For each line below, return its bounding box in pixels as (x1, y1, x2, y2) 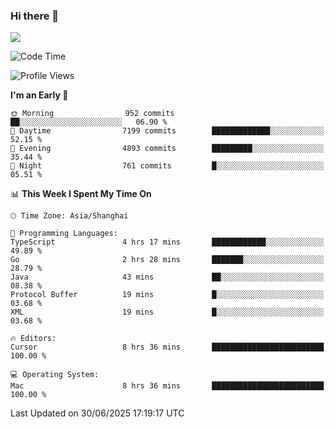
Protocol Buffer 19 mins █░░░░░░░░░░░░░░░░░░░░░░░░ (10, 290, 325, 300)
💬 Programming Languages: (10, 229, 118, 239)
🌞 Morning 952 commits (10, 109, 175, 119)
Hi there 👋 (10, 9, 60, 23)
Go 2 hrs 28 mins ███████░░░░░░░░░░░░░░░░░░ (10, 255, 325, 265)
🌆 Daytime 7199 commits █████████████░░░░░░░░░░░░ (10, 126, 325, 136)
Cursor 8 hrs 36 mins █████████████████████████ (10, 342, 325, 353)
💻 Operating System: (10, 370, 100, 380)
